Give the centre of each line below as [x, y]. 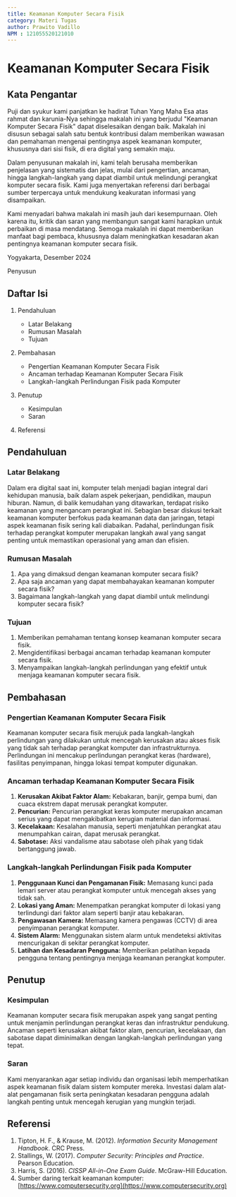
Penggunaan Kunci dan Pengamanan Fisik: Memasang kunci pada [115, 883]
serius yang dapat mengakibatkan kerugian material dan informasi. [114, 819]
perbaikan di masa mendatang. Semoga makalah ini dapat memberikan [110, 229]
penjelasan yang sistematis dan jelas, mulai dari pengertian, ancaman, [109, 170]
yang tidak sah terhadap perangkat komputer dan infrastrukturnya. [104, 748]
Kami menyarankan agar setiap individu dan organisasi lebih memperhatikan [118, 1079]
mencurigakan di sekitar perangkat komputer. [83, 943]
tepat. [16, 1045]
